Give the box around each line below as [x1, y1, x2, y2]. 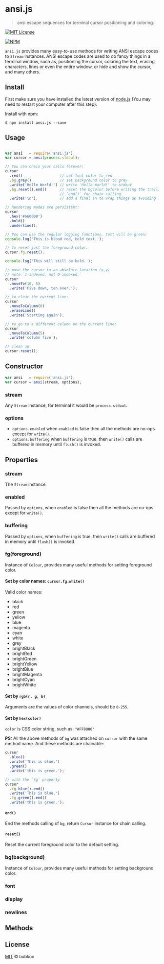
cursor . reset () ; [5, 349, 38, 353]
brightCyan [12, 677, 35, 682]
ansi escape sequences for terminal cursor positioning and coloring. [17, 20, 155, 25]
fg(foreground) [5, 551, 41, 558]
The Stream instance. [5, 481, 47, 487]
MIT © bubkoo [5, 953, 35, 959]
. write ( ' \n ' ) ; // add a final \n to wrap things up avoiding [9, 196, 156, 201]
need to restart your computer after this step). [5, 101, 98, 107]
